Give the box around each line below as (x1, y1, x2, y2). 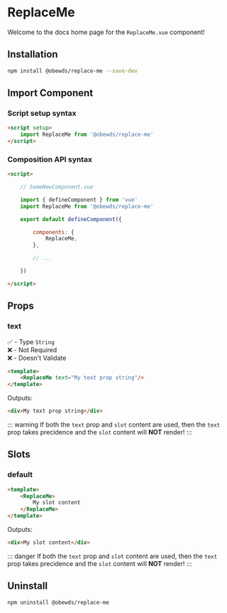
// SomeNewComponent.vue (20, 183, 94, 191)
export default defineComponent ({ (20, 215, 122, 223)
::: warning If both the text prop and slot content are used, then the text (7, 420, 221, 429)
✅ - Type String (7, 337, 55, 346)
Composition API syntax (7, 154, 93, 164)
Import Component (7, 87, 94, 100)
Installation (7, 48, 58, 60)
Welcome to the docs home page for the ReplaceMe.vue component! (7, 28, 205, 36)
